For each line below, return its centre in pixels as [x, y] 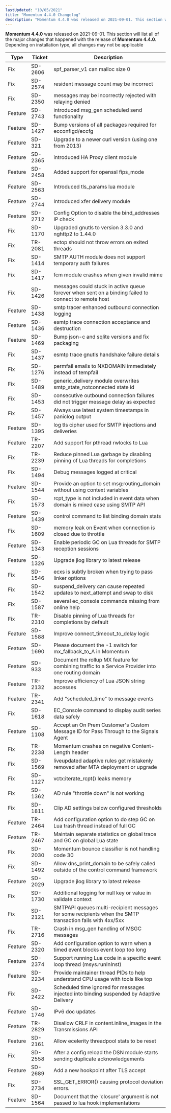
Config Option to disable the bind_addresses [107, 213]
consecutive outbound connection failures [104, 395]
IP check [64, 219]
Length [62, 752]
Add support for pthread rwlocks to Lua [101, 443]
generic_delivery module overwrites [96, 381]
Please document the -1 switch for [95, 645]
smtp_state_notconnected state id [94, 387]
